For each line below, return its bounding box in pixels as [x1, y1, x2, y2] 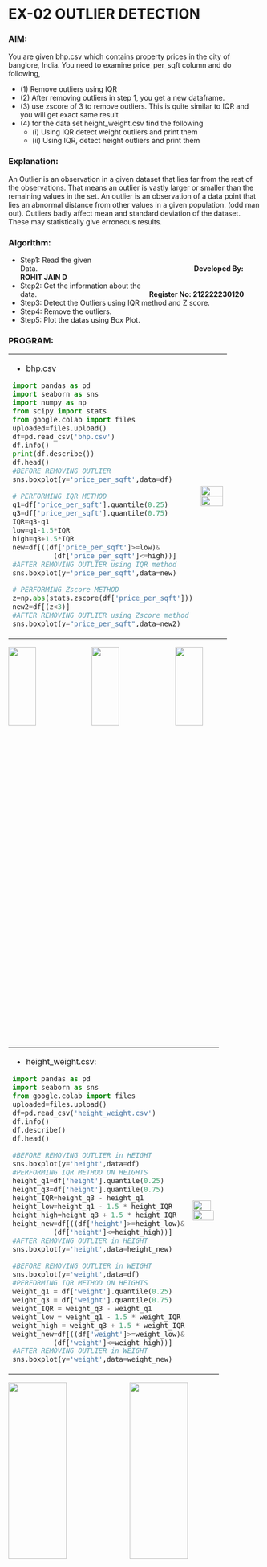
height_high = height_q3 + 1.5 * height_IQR [12, 1210, 177, 1219]
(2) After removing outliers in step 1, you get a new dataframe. [19, 93, 225, 103]
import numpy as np [12, 398, 87, 407]
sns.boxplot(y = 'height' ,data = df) [12, 1159, 140, 1168]
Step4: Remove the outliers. [19, 306, 112, 316]
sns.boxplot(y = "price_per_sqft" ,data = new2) [12, 619, 181, 628]
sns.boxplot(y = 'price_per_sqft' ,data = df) [12, 475, 173, 484]
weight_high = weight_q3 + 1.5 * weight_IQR [12, 1321, 185, 1330]
